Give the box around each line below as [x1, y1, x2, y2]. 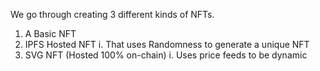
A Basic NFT [24, 28, 77, 39]
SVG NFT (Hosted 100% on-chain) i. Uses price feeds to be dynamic [24, 49, 308, 61]
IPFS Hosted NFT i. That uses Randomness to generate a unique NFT [24, 39, 310, 50]
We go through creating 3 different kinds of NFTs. [10, 9, 215, 20]
